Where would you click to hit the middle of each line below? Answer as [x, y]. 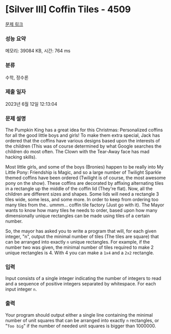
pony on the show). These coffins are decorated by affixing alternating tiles [84, 183]
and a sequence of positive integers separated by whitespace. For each [81, 284]
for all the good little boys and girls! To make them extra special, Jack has [83, 135]
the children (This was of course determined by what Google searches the [83, 146]
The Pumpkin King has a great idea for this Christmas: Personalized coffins [84, 130]
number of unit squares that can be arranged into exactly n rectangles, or [82, 320]
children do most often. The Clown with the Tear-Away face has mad [77, 152]
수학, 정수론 [17, 77]
